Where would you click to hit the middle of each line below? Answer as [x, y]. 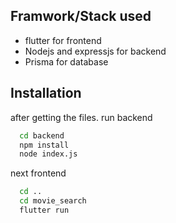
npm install [44, 145]
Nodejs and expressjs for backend [95, 51]
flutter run [44, 210]
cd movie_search [53, 201]
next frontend [38, 173]
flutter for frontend [63, 40]
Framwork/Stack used [81, 16]
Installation [46, 93]
